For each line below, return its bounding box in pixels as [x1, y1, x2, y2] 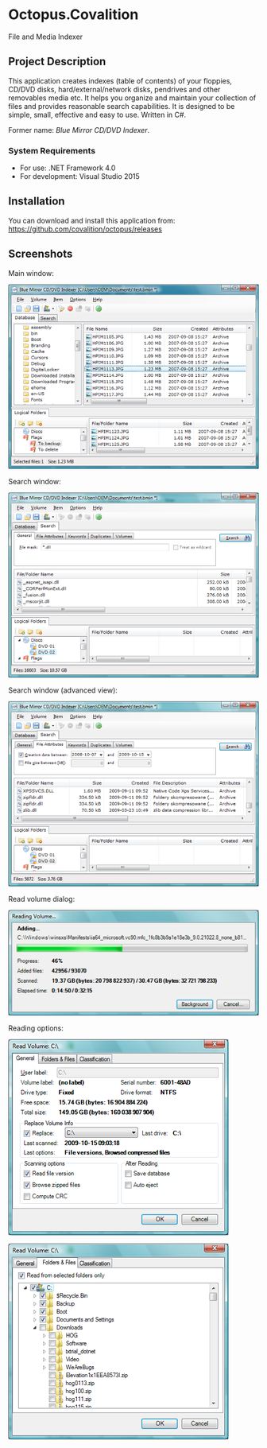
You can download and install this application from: [8, 215, 176, 225]
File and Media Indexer [8, 32, 83, 41]
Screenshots [8, 247, 73, 261]
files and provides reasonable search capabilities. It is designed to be [8, 101, 235, 111]
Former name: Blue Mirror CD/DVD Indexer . [8, 125, 149, 134]
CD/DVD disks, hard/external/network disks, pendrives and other [8, 84, 221, 94]
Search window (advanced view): [8, 685, 118, 695]
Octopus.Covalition [8, 6, 139, 24]
